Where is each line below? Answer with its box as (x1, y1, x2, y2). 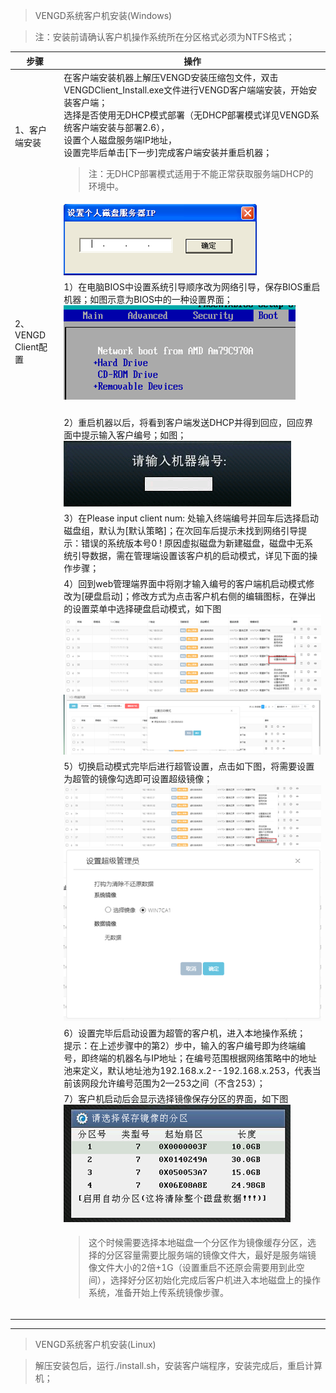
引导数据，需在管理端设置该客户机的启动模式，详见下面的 (72, 549, 310, 561)
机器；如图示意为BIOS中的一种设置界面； (63, 294, 233, 306)
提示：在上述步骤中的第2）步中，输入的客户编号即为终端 (63, 1039, 298, 1051)
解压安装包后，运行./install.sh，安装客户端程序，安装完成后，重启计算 (34, 1360, 323, 1372)
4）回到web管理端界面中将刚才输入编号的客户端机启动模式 (63, 578, 307, 589)
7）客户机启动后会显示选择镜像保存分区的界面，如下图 (63, 1092, 289, 1104)
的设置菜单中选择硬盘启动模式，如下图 (63, 603, 222, 614)
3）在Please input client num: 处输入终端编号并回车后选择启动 (63, 512, 319, 524)
